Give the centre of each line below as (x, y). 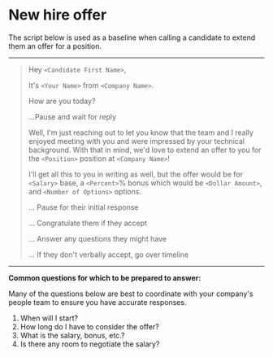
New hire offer (58, 15)
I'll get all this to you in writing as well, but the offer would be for (136, 174)
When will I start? (49, 318)
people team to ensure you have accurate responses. (97, 302)
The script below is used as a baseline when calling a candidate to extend (132, 37)
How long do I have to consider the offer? (90, 326)
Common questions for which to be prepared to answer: (105, 277)
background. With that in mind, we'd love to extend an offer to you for (145, 150)
